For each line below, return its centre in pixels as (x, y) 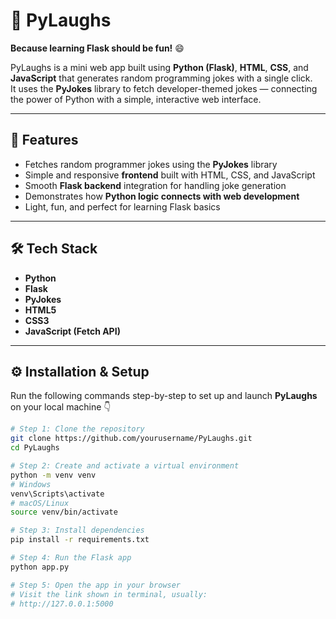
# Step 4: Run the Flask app (71, 558)
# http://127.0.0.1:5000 (62, 604)
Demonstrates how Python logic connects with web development (162, 196)
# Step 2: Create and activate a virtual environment (125, 466)
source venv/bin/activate (64, 512)
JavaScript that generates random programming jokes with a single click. (161, 78)
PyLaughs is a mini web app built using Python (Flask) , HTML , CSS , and (159, 67)
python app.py (40, 567)
